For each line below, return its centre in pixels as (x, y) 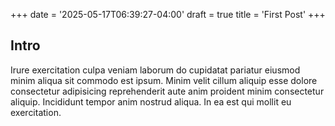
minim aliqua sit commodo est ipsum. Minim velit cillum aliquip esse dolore (164, 80)
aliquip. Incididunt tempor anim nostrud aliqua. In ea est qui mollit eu (151, 101)
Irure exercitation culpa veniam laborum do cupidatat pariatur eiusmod (155, 70)
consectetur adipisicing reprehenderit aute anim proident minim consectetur (167, 91)
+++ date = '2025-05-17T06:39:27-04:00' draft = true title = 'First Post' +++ (168, 14)
